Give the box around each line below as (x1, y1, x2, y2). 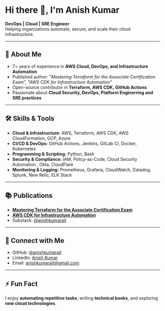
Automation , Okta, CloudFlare (12, 161, 74, 167)
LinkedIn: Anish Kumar (12, 255, 58, 261)
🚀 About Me (5, 50, 42, 59)
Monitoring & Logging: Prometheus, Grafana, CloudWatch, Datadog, (12, 166, 151, 172)
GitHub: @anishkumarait (12, 249, 62, 256)
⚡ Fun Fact (5, 279, 38, 288)
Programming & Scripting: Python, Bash (12, 151, 95, 157)
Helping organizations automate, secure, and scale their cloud (5, 26, 131, 32)
